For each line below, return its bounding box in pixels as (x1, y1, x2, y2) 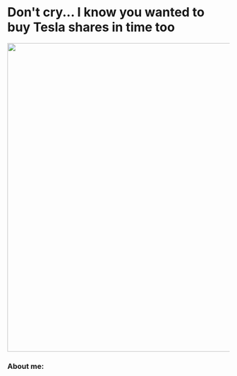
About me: (7, 361, 44, 371)
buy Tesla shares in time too (7, 19, 175, 35)
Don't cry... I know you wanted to (7, 4, 205, 20)
